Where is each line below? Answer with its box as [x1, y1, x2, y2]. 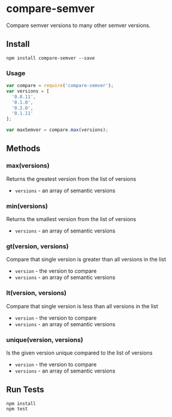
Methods [6, 144, 41, 154]
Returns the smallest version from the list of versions [6, 216, 137, 223]
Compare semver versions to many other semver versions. [6, 22, 151, 29]
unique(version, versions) [6, 335, 83, 344]
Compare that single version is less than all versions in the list [6, 302, 158, 309]
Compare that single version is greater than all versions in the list [6, 256, 167, 263]
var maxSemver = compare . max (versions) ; [6, 127, 109, 133]
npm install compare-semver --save [6, 55, 95, 61]
